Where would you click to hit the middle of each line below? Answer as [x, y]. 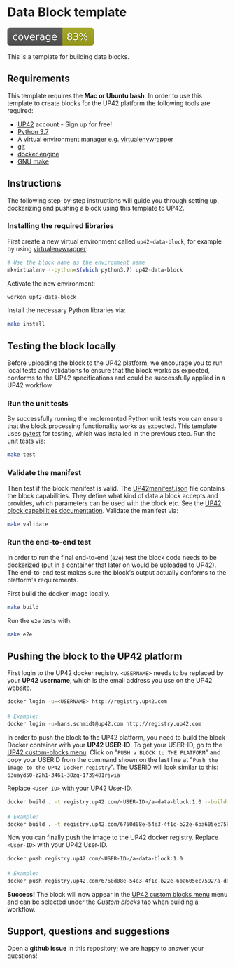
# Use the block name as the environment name [76, 262]
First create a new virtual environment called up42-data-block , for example [115, 241]
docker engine [38, 154]
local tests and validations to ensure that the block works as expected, [109, 371]
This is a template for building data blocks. [68, 56]
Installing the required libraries [60, 226]
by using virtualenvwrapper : [48, 248]
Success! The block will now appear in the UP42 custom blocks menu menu [117, 894]
